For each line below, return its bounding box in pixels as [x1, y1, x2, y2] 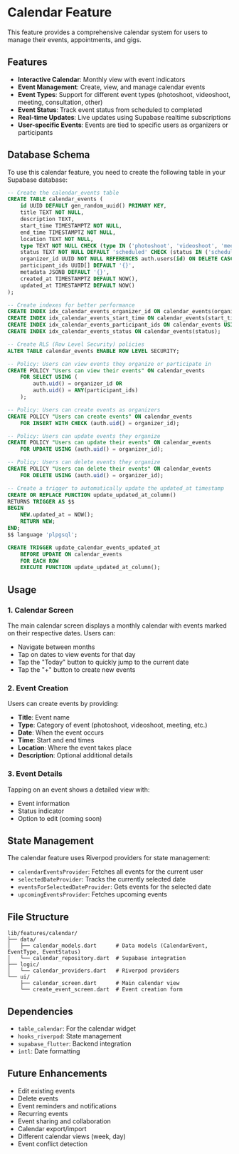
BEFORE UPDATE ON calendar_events [20, 551, 122, 558]
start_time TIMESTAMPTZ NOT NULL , [20, 222, 122, 229]
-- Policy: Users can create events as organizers [7, 406, 161, 414]
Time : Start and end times [17, 736, 95, 745]
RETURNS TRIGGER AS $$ [7, 498, 75, 505]
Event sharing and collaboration [17, 1117, 112, 1125]
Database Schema [7, 149, 90, 161]
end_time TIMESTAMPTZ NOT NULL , [20, 229, 116, 236]
